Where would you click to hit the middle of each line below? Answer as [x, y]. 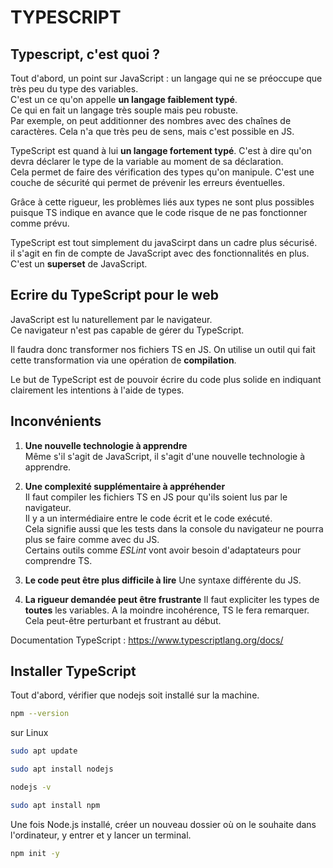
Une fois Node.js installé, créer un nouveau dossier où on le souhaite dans [163, 824]
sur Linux [29, 733]
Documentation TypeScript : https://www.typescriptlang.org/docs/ [147, 640]
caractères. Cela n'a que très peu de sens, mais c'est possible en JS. [152, 131]
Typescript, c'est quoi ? [85, 54]
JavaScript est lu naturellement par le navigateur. [111, 319]
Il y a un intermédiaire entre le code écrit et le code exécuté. [148, 518]
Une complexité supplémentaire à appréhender [125, 486]
